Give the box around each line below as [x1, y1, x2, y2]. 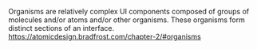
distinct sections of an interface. [8, 24, 114, 32]
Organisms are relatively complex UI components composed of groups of [8, 7, 250, 16]
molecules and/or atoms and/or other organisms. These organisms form [8, 15, 245, 24]
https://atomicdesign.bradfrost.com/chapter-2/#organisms [8, 32, 201, 41]
